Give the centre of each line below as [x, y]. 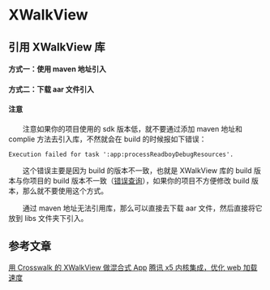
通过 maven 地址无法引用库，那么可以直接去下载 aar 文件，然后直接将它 [142, 208]
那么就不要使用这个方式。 [65, 190]
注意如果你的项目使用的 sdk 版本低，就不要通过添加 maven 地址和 [133, 128]
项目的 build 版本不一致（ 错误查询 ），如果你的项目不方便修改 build [139, 180]
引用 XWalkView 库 [57, 47]
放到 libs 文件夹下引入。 [48, 218]
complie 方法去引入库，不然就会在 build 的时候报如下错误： [107, 139]
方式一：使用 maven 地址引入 [58, 69]
